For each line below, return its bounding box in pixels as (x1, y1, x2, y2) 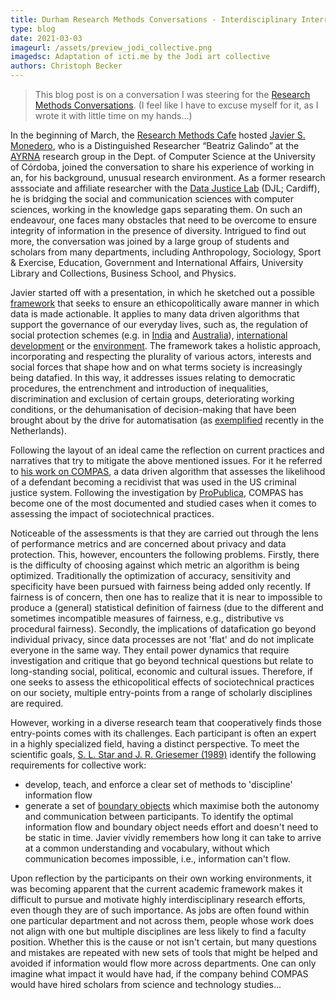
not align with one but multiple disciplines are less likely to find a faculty (10, 926, 307, 937)
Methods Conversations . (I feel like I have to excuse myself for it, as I (34, 99, 319, 111)
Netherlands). (10, 425, 67, 436)
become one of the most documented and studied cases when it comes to (10, 497, 317, 509)
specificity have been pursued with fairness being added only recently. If (10, 581, 312, 592)
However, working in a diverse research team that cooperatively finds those (10, 717, 322, 728)
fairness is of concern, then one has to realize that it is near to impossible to (10, 591, 323, 603)
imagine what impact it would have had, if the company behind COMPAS (10, 968, 309, 980)
